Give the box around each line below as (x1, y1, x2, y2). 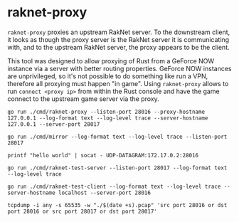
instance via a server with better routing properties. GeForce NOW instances (7, 64, 232, 73)
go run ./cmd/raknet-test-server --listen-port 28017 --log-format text (7, 164, 228, 171)
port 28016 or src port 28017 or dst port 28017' (7, 208, 158, 215)
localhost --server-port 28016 (58, 189, 152, 196)
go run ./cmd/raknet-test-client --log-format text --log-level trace (7, 183, 221, 190)
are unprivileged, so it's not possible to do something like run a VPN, (7, 72, 208, 80)
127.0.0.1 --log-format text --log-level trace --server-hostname (7, 115, 208, 122)
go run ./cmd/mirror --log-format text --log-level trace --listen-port (7, 133, 228, 140)
